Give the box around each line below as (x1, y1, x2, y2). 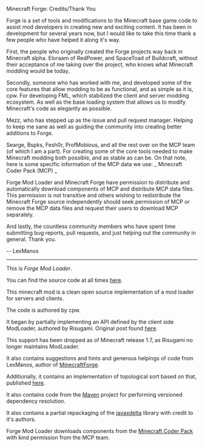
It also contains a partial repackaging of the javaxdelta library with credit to (6, 409, 193, 416)
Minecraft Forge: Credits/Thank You (6, 5, 96, 12)
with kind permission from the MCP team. (6, 434, 110, 441)
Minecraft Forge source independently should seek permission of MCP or (6, 198, 190, 205)
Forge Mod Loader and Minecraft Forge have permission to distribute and (6, 179, 190, 186)
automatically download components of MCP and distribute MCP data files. (6, 185, 194, 192)
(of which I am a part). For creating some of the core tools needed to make (6, 148, 193, 155)
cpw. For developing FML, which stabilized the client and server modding (6, 92, 189, 99)
